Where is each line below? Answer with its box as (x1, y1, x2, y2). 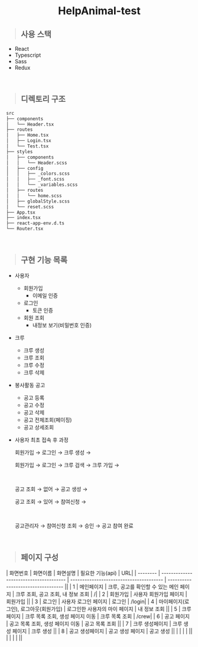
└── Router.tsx (6, 226, 44, 232)
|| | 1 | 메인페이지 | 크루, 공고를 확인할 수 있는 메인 (64, 583, 179, 590)
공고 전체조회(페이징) (23, 416, 72, 423)
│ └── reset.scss (6, 204, 54, 210)
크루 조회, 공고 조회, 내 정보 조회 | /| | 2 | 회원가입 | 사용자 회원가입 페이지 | (15, 590, 187, 597)
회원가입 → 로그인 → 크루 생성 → (14, 449, 92, 456)
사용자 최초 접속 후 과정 (14, 436, 69, 443)
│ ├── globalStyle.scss (6, 198, 70, 204)
